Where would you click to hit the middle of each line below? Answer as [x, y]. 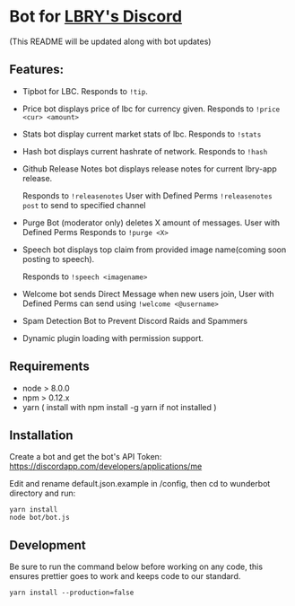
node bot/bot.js [39, 518]
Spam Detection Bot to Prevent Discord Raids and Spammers [135, 321]
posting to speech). [58, 259]
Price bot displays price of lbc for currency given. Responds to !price [151, 109]
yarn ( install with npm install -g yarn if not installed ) [119, 407]
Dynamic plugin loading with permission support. [113, 338]
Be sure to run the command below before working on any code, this [136, 566]
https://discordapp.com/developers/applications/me [106, 466]
